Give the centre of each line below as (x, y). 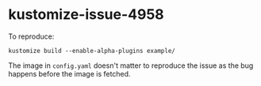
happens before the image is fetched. (69, 73)
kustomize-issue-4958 (86, 15)
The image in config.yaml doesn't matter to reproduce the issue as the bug (131, 65)
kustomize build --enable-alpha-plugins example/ (92, 50)
